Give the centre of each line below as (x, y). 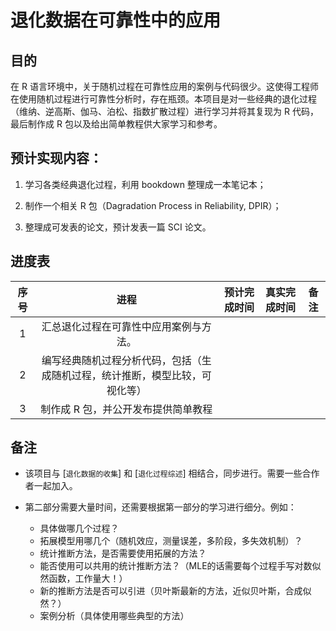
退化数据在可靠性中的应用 (116, 20)
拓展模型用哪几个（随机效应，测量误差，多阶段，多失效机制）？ (171, 541)
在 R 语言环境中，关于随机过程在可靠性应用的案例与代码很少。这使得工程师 (164, 86)
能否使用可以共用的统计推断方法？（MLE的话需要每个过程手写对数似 (180, 566)
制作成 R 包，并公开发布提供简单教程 (126, 409)
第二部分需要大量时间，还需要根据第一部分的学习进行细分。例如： (160, 507)
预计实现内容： (56, 158)
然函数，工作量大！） (83, 578)
